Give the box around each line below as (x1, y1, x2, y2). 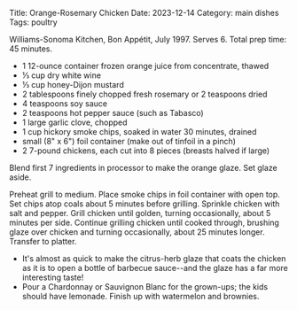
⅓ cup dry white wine (21, 70, 102, 81)
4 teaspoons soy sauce (21, 98, 108, 109)
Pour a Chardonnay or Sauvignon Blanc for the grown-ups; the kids (21, 282, 269, 291)
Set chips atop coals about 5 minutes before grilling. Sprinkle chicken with (9, 198, 280, 209)
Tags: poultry (9, 17, 58, 27)
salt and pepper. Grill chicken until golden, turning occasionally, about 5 (9, 208, 271, 218)
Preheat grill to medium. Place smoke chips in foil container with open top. (9, 190, 281, 199)
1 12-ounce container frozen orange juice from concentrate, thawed (21, 61, 270, 71)
